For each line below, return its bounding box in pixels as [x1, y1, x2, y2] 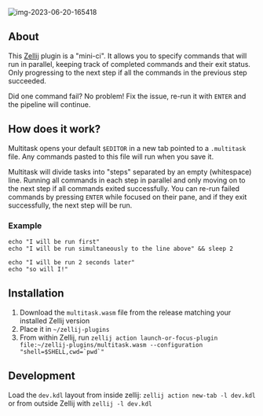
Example [8, 220, 42, 231]
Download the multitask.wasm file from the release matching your [19, 307, 232, 317]
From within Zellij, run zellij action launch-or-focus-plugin [19, 333, 218, 342]
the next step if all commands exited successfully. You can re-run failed [8, 183, 240, 193]
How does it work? [8, 123, 101, 136]
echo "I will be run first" [8, 237, 100, 245]
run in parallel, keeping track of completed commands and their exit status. [8, 59, 251, 68]
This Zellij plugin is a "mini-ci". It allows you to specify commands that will [8, 51, 247, 61]
